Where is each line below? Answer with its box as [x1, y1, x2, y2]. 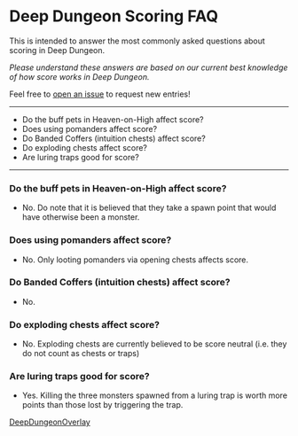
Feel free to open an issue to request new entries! [9, 89, 191, 99]
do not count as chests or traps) [21, 348, 140, 359]
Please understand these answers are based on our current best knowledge [9, 62, 288, 73]
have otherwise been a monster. [21, 212, 140, 222]
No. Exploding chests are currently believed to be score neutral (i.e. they [21, 339, 287, 349]
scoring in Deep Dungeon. [9, 44, 106, 55]
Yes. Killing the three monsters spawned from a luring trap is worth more [21, 390, 288, 401]
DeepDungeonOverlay [9, 417, 90, 427]
